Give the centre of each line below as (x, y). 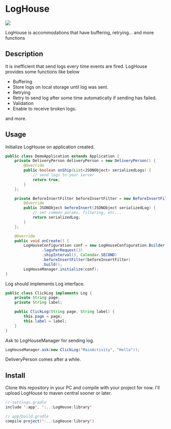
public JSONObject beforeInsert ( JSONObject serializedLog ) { (90, 208)
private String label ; (38, 303)
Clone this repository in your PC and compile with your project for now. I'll (83, 388)
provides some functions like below (42, 71)
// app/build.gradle (27, 416)
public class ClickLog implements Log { (49, 293)
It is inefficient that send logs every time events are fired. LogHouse (76, 66)
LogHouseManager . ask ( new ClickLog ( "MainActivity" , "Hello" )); (73, 350)
